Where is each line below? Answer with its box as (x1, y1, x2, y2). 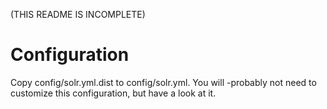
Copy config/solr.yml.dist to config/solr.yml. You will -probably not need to (10, 76, 317, 88)
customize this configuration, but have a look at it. (10, 87, 217, 99)
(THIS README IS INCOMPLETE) (10, 9, 146, 20)
